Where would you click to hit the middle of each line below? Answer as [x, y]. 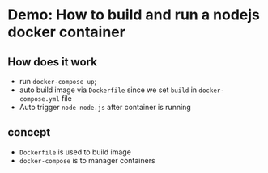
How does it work [53, 62]
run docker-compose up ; [58, 81]
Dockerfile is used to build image [75, 152]
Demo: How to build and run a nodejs [134, 15]
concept [29, 132]
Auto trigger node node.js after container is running [105, 107]
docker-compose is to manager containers [87, 160]
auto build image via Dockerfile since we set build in [108, 90]
